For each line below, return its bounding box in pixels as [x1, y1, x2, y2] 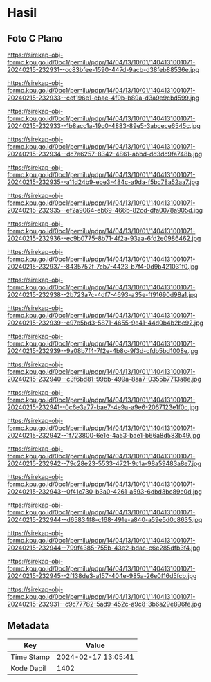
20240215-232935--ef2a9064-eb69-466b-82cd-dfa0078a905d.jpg [7, 206, 203, 214]
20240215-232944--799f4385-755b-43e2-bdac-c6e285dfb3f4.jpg [7, 544, 201, 552]
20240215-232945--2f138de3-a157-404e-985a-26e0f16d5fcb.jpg [7, 572, 197, 580]
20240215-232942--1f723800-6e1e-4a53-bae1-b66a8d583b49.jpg [7, 431, 201, 439]
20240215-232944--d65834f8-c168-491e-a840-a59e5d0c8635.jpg [7, 516, 203, 523]
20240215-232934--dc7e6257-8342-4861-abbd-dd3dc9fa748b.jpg [7, 150, 203, 158]
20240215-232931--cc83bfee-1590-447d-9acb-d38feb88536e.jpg [7, 66, 200, 73]
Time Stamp [10, 652, 51, 662]
